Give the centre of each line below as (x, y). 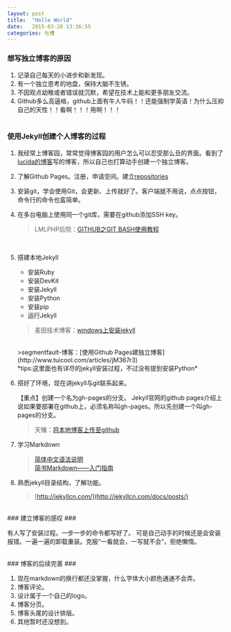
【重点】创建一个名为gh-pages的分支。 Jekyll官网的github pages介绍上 (120, 397)
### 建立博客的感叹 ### (42, 518)
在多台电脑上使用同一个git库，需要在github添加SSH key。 (99, 214)
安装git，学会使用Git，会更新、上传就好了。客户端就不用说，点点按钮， (119, 191)
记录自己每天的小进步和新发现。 (63, 75)
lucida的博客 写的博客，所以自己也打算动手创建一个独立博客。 (104, 161)
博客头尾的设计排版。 (47, 613)
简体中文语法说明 (59, 459)
